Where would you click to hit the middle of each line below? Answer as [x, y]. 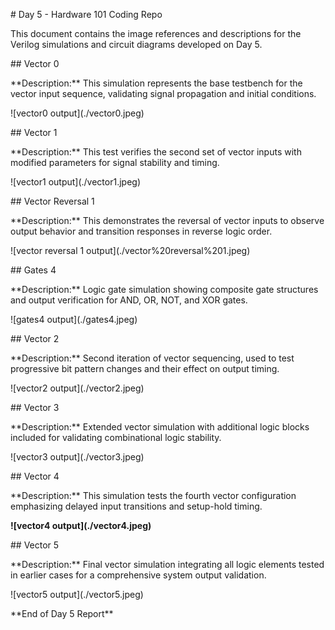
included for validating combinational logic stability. [116, 437]
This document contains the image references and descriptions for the [156, 33]
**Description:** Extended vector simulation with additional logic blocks [160, 427]
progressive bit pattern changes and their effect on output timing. [145, 368]
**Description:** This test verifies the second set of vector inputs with [156, 152]
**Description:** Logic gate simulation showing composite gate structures [164, 289]
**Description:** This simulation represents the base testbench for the [156, 83]
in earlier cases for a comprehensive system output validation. [138, 575]
